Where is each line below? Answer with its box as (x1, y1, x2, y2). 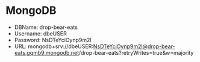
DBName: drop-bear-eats (14, 23, 78, 31)
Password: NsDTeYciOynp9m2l (14, 36, 92, 43)
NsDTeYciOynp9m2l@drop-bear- (93, 43, 175, 50)
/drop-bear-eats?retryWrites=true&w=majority (78, 49, 194, 56)
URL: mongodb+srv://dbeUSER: (14, 43, 94, 50)
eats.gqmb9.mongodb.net (14, 49, 80, 56)
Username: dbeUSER (14, 29, 67, 37)
